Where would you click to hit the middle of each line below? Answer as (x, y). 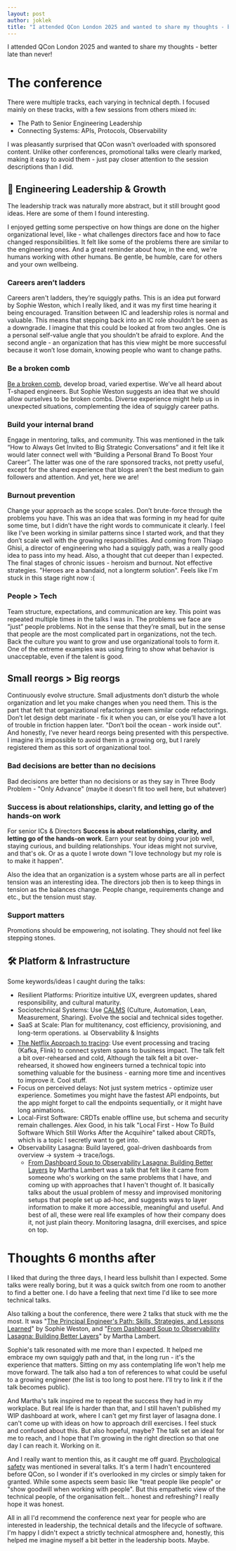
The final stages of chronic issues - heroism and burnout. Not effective (110, 563)
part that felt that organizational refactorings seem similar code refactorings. (118, 710)
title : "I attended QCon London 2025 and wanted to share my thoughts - (116, 27)
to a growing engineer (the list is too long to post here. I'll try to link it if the (115, 1380)
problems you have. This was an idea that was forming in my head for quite (116, 518)
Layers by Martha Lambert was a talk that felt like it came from (118, 1170)
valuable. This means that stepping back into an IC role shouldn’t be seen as (118, 320)
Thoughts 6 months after (81, 1258)
